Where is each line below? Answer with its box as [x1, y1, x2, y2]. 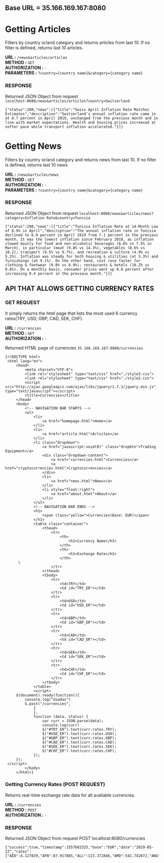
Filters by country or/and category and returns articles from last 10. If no [5, 40, 150, 46]
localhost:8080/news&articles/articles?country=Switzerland [5, 98, 130, 103]
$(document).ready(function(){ [16, 693, 80, 698]
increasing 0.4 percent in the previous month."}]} [5, 271, 112, 276]
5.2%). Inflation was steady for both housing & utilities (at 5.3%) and [5, 254, 159, 259]
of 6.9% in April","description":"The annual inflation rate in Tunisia [5, 228, 156, 233]
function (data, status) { [33, 714, 89, 719]
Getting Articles [5, 23, 71, 35]
